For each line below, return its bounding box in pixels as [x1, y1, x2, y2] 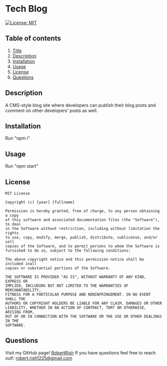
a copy [5, 213, 19, 218]
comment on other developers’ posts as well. [5, 107, 98, 113]
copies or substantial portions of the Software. [5, 266, 111, 271]
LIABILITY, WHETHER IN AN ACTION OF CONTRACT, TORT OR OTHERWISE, [5, 305, 146, 310]
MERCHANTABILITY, [5, 288, 41, 293]
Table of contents [5, 34, 61, 43]
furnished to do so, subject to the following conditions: [5, 248, 131, 253]
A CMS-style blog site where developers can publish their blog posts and [5, 102, 156, 108]
